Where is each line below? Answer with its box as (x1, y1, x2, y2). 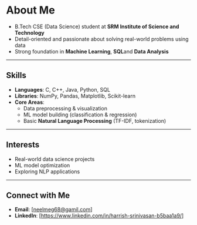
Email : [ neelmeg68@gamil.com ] (14, 206, 93, 213)
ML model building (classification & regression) (23, 111, 137, 118)
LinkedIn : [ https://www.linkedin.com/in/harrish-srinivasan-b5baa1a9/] (14, 212, 184, 219)
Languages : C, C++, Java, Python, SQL (14, 86, 110, 93)
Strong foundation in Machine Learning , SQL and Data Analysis (14, 48, 169, 55)
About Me (6, 4, 55, 17)
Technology (14, 29, 45, 36)
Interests (6, 140, 40, 150)
